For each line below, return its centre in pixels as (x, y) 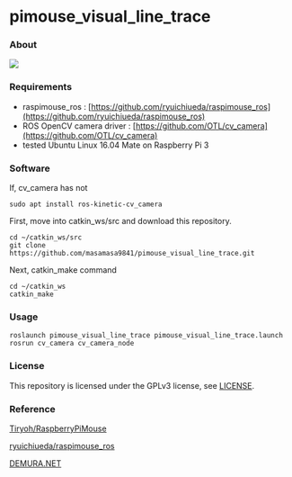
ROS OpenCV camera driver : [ (79, 126)
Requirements (41, 87)
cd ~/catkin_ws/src (46, 238)
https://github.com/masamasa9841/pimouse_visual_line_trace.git (132, 254)
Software (30, 168)
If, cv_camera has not (49, 188)
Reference (32, 409)
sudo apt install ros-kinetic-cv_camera (86, 204)
